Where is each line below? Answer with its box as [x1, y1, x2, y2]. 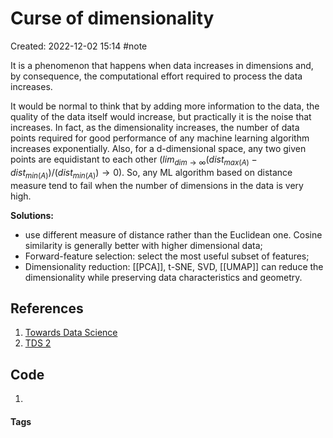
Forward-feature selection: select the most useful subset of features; [24, 250, 310, 262]
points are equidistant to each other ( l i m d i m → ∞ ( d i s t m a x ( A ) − [10, 153, 258, 167]
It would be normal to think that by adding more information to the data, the [10, 100, 320, 112]
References [10, 300, 84, 317]
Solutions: [10, 209, 55, 221]
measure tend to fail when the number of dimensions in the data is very [10, 179, 304, 191]
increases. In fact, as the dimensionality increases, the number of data [10, 121, 300, 133]
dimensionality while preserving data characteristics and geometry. [24, 271, 303, 283]
